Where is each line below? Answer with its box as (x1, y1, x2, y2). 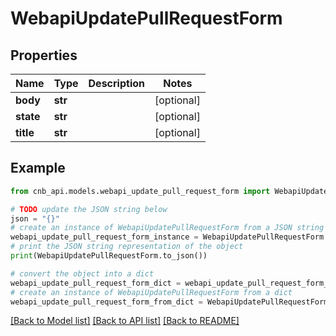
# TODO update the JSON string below (10, 204, 168, 214)
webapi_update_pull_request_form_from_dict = (10, 297, 203, 307)
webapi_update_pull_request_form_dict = (10, 278, 182, 288)
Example (10, 160, 66, 177)
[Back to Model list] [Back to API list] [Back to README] (10, 315, 240, 327)
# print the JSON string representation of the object (10, 242, 244, 252)
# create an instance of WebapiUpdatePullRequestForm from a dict (10, 287, 293, 297)
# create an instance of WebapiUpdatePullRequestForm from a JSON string (10, 223, 325, 233)
